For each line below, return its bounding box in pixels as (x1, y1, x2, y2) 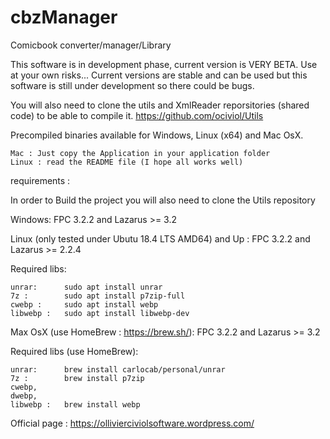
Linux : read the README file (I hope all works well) (10, 157, 244, 167)
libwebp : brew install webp (10, 399, 141, 410)
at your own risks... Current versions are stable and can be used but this (10, 69, 308, 81)
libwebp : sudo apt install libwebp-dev (10, 308, 190, 318)
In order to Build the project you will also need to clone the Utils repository (10, 194, 316, 206)
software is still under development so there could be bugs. (10, 79, 255, 91)
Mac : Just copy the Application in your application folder (10, 148, 271, 158)
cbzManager (10, 6, 118, 29)
